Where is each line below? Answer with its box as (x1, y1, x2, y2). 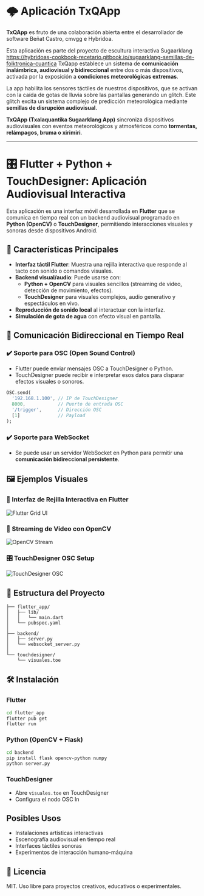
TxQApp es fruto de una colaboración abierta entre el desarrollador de (6, 28, 183, 36)
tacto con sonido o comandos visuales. (15, 267, 114, 274)
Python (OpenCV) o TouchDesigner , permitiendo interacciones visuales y (6, 220, 193, 228)
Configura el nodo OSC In (15, 795, 80, 803)
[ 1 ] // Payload (12, 412, 86, 418)
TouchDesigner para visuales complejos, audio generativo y (24, 293, 176, 300)
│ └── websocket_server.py (6, 641, 80, 648)
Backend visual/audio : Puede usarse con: (15, 273, 121, 281)
